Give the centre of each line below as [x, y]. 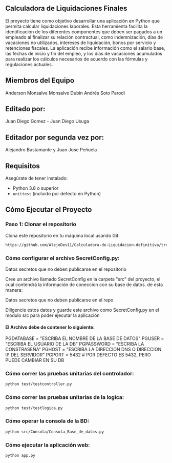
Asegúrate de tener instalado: [37, 178]
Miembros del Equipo [40, 81]
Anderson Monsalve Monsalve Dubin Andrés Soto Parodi [65, 93]
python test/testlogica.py [34, 408]
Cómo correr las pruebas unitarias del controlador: [70, 374]
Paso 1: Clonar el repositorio [41, 224]
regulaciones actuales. [29, 64]
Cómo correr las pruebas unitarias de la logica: [65, 397]
